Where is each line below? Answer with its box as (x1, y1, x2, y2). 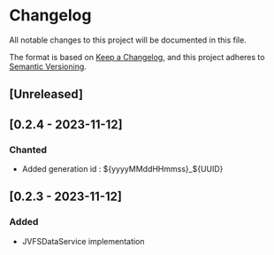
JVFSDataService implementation (21, 236, 145, 246)
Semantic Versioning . (9, 61, 87, 72)
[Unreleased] (9, 87, 84, 102)
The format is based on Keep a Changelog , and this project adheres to (9, 51, 265, 62)
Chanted (9, 143, 47, 156)
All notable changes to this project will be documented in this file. (9, 35, 247, 45)
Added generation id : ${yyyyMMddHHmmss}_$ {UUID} (21, 164, 224, 174)
